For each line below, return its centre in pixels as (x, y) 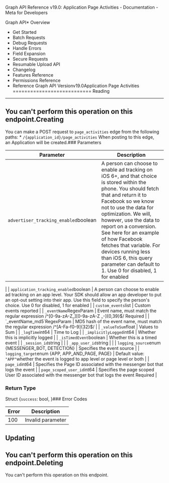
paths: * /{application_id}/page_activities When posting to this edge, (80, 137)
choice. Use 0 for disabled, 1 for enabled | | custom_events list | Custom (78, 305)
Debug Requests (30, 43)
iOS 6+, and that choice (129, 176)
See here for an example (130, 232)
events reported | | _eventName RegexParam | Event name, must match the (81, 311)
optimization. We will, (126, 214)
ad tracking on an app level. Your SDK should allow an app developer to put (83, 294)
